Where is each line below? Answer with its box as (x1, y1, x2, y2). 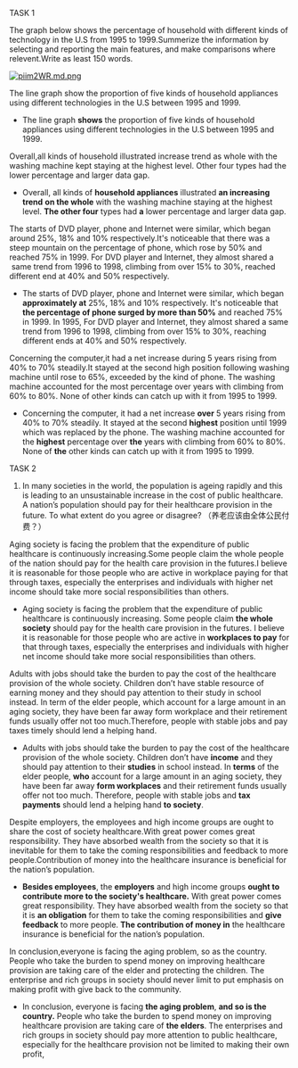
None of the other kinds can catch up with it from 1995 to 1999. (21, 446, 255, 456)
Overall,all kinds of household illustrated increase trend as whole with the (9, 151, 278, 161)
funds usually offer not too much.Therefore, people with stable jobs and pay (9, 716, 288, 726)
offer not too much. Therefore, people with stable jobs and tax (21, 790, 251, 800)
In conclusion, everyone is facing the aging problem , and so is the (21, 1001, 267, 1012)
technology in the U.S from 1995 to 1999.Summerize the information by (9, 35, 270, 45)
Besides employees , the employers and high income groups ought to (21, 882, 280, 891)
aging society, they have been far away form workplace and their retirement (9, 707, 287, 716)
